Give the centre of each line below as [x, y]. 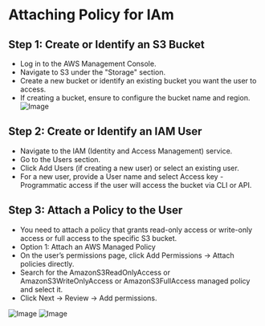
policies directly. [47, 263]
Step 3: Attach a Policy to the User [96, 210]
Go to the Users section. [60, 159]
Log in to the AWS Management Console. [88, 63]
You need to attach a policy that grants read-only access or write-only [136, 230]
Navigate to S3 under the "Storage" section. [93, 72]
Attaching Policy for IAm [91, 15]
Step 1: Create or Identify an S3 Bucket [106, 45]
